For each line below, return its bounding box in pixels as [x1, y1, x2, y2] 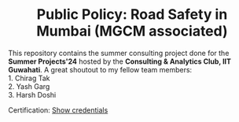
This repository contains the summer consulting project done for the [8, 48, 230, 57]
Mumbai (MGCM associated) [36, 22, 228, 40]
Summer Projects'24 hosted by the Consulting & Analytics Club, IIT [8, 57, 232, 66]
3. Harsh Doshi [8, 90, 57, 99]
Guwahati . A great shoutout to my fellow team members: [8, 65, 193, 74]
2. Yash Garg [8, 81, 50, 91]
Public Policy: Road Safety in [36, 6, 228, 24]
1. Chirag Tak [8, 73, 50, 83]
